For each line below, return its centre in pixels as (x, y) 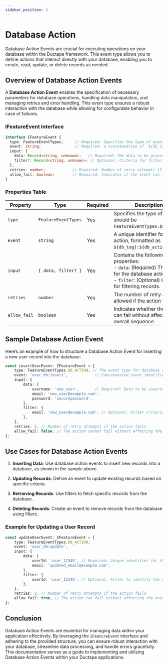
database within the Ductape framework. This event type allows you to (78, 54)
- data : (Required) (135, 268)
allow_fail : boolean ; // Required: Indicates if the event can (85, 174)
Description (149, 205)
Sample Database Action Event (54, 339)
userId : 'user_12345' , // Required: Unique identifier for (94, 561)
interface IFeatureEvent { (33, 137)
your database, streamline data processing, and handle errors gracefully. (80, 646)
